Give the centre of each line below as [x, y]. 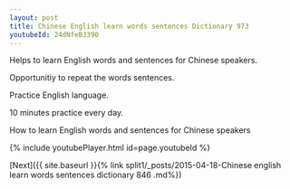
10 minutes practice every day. [67, 113]
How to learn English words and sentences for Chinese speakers [130, 130]
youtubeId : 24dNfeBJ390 [54, 34]
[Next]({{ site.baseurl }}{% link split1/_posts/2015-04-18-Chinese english [145, 165]
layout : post [34, 18]
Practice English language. [59, 95]
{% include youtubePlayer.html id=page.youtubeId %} [110, 148]
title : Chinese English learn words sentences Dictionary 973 [129, 26]
